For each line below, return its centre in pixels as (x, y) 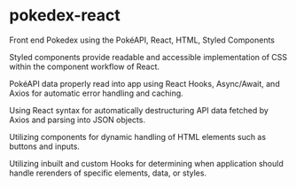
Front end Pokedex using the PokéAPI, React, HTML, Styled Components (142, 40)
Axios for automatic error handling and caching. (96, 93)
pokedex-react (65, 16)
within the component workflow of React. (85, 66)
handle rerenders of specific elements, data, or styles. (108, 173)
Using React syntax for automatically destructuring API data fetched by (139, 110)
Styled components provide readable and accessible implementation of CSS (148, 57)
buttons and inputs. (44, 146)
